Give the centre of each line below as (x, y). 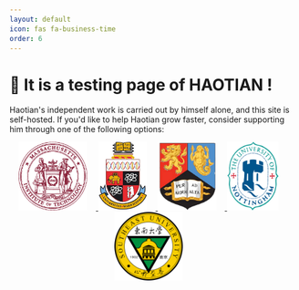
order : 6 (26, 38)
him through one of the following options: (87, 129)
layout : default (40, 19)
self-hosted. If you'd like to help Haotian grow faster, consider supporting (147, 119)
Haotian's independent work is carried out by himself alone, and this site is (149, 110)
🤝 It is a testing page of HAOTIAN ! (141, 84)
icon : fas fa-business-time (63, 29)
